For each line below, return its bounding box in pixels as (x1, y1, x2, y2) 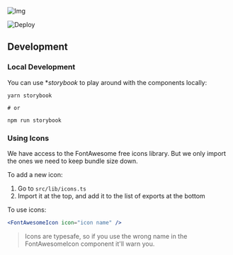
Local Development (7, 62, 76, 72)
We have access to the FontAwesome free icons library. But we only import (7, 149, 227, 157)
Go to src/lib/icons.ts (17, 184, 86, 193)
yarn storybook (7, 92, 52, 99)
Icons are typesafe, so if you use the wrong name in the (24, 232, 188, 240)
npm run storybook (7, 117, 62, 124)
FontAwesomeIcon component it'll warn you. (24, 239, 155, 248)
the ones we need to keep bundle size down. (7, 157, 138, 165)
